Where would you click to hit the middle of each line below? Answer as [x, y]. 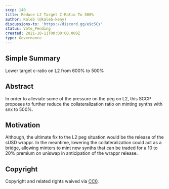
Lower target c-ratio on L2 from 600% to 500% [55, 71]
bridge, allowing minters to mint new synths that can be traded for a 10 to [81, 148]
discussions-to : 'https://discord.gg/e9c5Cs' [54, 24]
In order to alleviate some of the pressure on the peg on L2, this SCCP [78, 98]
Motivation [23, 125]
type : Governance [24, 38]
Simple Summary [33, 58]
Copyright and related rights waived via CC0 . [52, 181]
